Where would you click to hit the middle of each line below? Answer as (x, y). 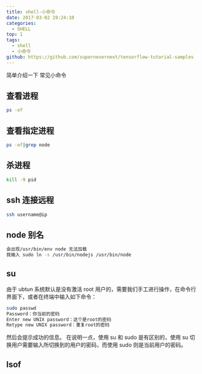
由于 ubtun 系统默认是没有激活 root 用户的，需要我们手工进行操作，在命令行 (101, 289)
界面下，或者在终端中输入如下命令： (52, 296)
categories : (21, 23)
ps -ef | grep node (28, 145)
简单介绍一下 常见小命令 (36, 75)
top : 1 (15, 35)
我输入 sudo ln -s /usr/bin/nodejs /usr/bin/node (69, 255)
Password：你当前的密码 (33, 314)
